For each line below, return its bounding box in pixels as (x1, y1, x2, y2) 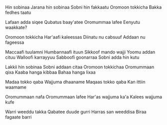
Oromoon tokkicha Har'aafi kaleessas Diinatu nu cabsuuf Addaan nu (5, 34, 146, 40)
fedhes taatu (5, 9, 31, 15)
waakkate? (5, 24, 27, 30)
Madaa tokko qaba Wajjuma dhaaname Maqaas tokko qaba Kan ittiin (5, 79, 146, 85)
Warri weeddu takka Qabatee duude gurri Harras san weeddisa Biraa (5, 109, 147, 115)
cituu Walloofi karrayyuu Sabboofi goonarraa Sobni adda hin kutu (5, 54, 140, 60)
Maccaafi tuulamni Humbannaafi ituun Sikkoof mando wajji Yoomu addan (5, 49, 156, 55)
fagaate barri (5, 114, 32, 120)
